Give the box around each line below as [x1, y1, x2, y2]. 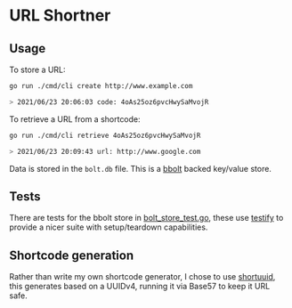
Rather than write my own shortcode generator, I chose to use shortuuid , [9, 272, 276, 282]
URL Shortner [9, 5, 111, 26]
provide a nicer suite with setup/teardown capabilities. [9, 222, 208, 232]
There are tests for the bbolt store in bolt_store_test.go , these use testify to [9, 213, 284, 223]
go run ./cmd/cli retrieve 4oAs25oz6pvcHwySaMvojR [9, 131, 201, 140]
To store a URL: [9, 64, 66, 75]
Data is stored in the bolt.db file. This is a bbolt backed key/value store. [9, 163, 272, 174]
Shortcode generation [9, 247, 134, 263]
